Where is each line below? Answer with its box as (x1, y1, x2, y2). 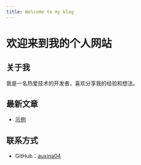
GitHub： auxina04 (14, 152, 61, 160)
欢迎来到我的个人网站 (6, 37, 113, 50)
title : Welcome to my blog (6, 8, 74, 15)
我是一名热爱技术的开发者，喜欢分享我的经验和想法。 (6, 79, 139, 87)
